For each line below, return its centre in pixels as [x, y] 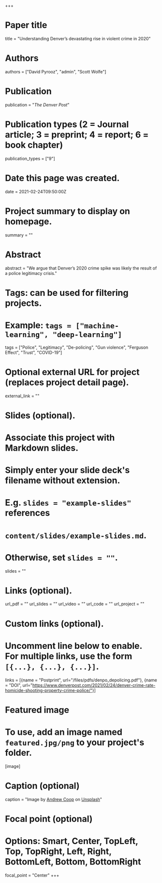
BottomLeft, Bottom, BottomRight [73, 862]
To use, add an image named [64, 732]
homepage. [29, 221]
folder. [19, 753]
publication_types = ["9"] [30, 158]
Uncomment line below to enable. [74, 646]
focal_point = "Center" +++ [32, 875]
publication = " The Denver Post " [37, 104]
